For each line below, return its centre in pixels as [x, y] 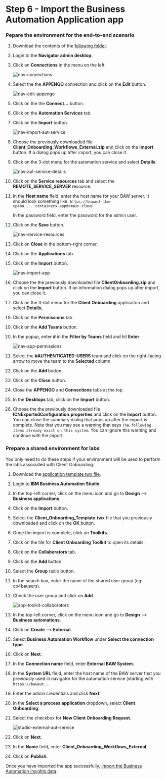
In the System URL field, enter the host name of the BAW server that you [87, 673]
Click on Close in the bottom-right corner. [55, 244]
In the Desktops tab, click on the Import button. [62, 399]
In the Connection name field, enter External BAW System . [74, 664]
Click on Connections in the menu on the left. [59, 65]
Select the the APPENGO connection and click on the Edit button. [79, 84]
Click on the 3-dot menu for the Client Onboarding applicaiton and [81, 303]
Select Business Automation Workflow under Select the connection [83, 639]
